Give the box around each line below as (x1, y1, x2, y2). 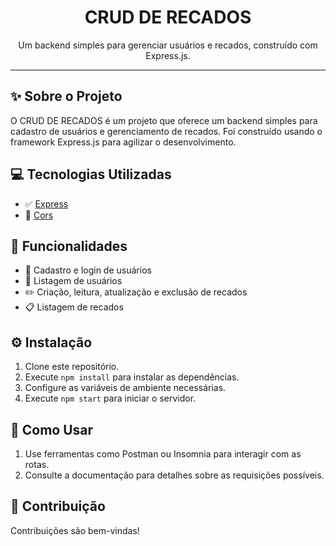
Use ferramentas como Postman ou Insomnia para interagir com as (24, 448, 302, 460)
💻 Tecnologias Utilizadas (10, 166, 172, 183)
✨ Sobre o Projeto (10, 88, 123, 105)
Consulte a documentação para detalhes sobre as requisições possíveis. (24, 469, 325, 481)
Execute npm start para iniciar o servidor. (24, 392, 197, 405)
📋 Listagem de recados (24, 301, 124, 313)
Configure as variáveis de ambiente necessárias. (24, 382, 227, 394)
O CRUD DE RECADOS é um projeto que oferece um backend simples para (10, 114, 318, 126)
